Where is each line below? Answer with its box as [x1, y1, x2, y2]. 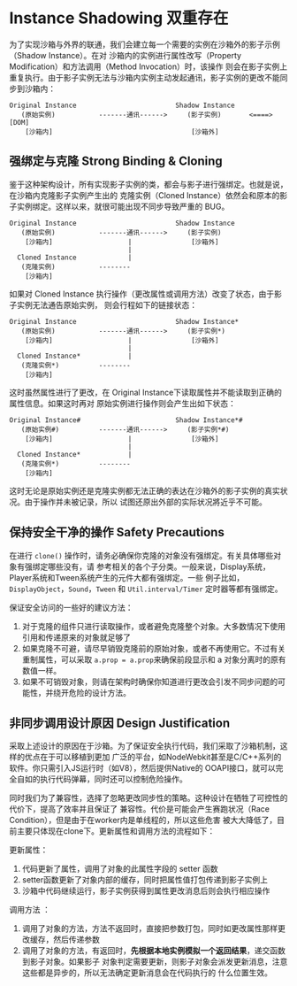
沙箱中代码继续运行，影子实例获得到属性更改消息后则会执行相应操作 [21, 886, 270, 897]
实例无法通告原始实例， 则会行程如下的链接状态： [16, 299, 197, 310]
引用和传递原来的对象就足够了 [21, 632, 131, 643]
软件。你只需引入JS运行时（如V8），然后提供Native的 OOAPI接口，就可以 [9, 763, 276, 774]
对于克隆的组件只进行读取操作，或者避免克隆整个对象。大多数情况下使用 [21, 620, 286, 631]
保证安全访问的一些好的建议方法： [9, 602, 133, 612]
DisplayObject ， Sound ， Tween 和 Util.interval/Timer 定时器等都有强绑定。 [9, 583, 283, 594]
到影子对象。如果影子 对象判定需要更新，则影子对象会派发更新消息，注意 [21, 957, 288, 967]
